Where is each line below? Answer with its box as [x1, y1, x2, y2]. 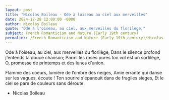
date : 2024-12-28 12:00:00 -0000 [5, 17, 76, 22]
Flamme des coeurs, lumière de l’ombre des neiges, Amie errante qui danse [5, 69, 162, 75]
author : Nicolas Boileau [5, 21, 58, 27]
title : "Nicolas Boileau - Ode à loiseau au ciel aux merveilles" [5, 12, 148, 17]
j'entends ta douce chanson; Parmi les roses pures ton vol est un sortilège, [5, 54, 160, 60]
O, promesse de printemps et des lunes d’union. [5, 60, 105, 66]
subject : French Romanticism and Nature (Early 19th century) [5, 31, 139, 36]
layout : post [5, 7, 33, 13]
